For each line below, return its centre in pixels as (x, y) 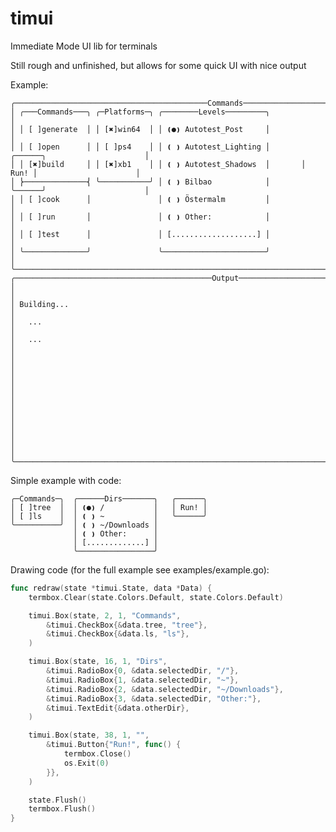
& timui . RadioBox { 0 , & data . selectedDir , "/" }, (143, 671)
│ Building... (40, 304)
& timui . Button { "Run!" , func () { (114, 745)
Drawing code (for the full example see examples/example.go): (140, 569)
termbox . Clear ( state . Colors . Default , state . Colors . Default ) (156, 597)
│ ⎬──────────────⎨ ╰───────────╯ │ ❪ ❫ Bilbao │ (140, 182)
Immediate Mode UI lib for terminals (84, 46)
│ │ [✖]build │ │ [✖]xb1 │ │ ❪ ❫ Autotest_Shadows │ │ (158, 164)
